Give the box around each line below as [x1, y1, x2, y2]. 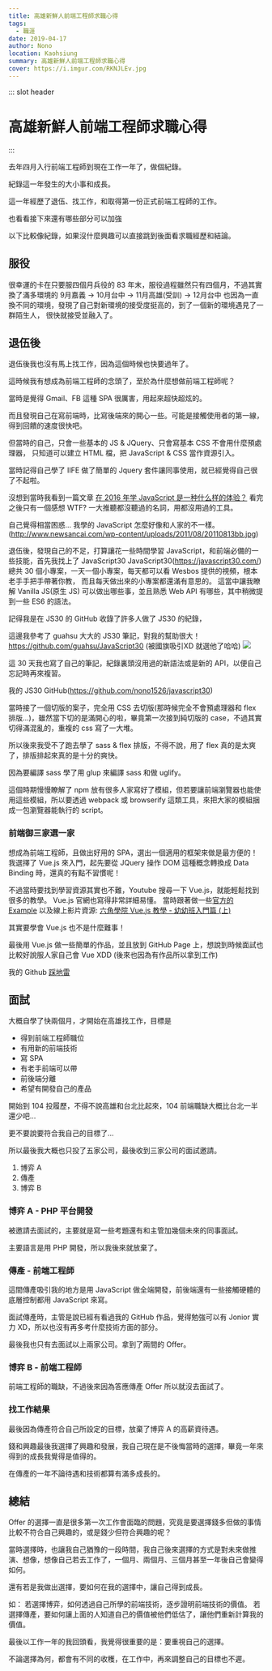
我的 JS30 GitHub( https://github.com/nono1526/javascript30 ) [8, 686, 213, 695]
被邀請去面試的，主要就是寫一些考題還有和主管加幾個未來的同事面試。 [8, 1225, 243, 1235]
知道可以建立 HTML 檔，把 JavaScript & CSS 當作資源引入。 [38, 448, 240, 458]
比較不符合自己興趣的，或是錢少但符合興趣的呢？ [8, 1528, 172, 1537]
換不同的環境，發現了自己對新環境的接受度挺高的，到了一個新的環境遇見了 [8, 300, 257, 310]
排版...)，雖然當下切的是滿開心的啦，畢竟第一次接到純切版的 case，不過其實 [8, 713, 262, 723]
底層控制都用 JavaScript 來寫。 [8, 1295, 113, 1305]
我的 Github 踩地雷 [8, 967, 70, 977]
